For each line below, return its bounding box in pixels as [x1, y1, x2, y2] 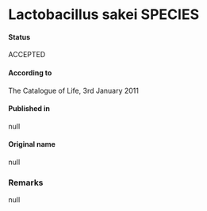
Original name [8, 140, 56, 149]
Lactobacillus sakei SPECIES [8, 6, 200, 24]
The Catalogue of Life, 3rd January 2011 [8, 86, 139, 95]
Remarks [8, 177, 44, 188]
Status [8, 32, 31, 41]
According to [8, 67, 52, 77]
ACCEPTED [8, 50, 46, 59]
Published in [8, 104, 50, 113]
